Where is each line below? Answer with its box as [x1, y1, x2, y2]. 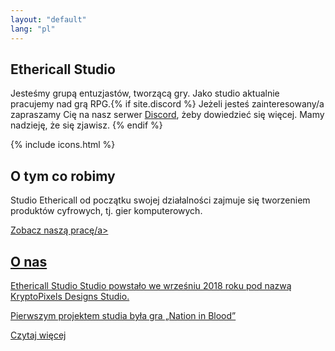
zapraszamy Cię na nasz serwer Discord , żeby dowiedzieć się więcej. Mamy [10, 109, 325, 121]
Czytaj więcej [10, 329, 67, 341]
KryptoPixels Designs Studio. [10, 290, 130, 302]
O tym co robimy [10, 167, 116, 185]
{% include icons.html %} [10, 139, 116, 151]
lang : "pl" [10, 24, 56, 34]
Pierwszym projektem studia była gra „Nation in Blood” [10, 309, 237, 321]
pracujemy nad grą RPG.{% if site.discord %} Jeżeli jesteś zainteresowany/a [10, 98, 325, 110]
